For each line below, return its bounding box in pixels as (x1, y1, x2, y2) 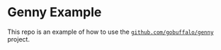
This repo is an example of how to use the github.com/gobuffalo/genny (7, 27, 214, 36)
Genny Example (7, 4, 102, 20)
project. (7, 35, 30, 43)
